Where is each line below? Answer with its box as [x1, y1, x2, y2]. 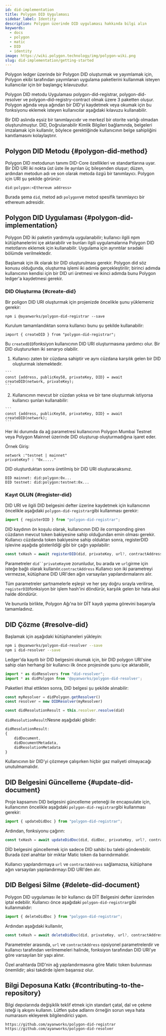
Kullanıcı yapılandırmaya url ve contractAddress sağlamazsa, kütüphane [5, 861, 152, 867]
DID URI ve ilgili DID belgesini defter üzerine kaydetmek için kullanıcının [5, 502, 150, 508]
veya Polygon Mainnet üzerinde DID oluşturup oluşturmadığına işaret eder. [5, 434, 157, 440]
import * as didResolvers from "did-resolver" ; [5, 671, 105, 676]
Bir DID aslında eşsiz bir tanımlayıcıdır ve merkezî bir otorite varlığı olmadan [5, 117, 159, 123]
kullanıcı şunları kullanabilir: [12, 398, 69, 404]
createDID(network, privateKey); [5, 379, 74, 384]
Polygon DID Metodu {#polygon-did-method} [5, 147, 148, 155]
